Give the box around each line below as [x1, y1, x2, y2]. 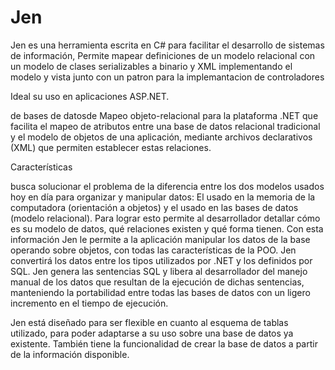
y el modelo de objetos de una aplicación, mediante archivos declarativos [10, 131, 313, 143]
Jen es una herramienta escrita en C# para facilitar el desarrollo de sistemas [10, 39, 325, 51]
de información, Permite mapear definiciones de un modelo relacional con [10, 49, 316, 61]
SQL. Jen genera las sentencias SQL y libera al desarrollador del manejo [10, 265, 308, 277]
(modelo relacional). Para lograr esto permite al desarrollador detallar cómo [10, 212, 321, 224]
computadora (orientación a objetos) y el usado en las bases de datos [10, 201, 299, 213]
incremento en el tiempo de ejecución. [10, 297, 169, 309]
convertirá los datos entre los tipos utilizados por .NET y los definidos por [10, 254, 313, 266]
